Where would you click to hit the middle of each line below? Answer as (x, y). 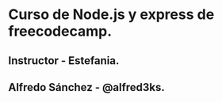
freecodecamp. (60, 31)
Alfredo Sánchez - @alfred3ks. (86, 87)
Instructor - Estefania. (64, 60)
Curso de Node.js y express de (111, 15)
